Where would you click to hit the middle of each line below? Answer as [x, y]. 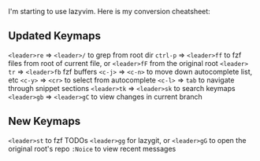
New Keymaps [45, 121]
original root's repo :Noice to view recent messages [92, 148]
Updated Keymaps [54, 36]
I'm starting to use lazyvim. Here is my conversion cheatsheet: [109, 11]
